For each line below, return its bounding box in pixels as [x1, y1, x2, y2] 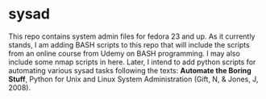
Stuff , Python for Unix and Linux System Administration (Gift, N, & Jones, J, [8, 74, 259, 84]
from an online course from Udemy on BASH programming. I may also [8, 48, 240, 58]
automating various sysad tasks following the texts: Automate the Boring [8, 65, 251, 75]
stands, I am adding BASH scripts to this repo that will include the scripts [8, 39, 250, 49]
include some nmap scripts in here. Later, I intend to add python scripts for [8, 57, 256, 67]
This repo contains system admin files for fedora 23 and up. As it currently [8, 31, 256, 41]
